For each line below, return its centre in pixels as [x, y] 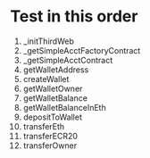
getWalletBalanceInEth [64, 107]
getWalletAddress [56, 70]
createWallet [46, 79]
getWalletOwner [53, 88]
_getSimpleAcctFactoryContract [82, 50]
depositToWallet [53, 117]
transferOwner [50, 146]
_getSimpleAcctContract [68, 60]
